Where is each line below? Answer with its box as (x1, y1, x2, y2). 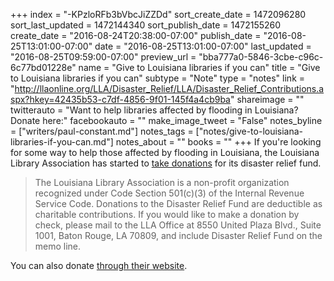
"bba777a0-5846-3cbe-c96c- (198, 51, 324, 63)
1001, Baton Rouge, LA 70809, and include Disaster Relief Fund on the (34, 230, 323, 241)
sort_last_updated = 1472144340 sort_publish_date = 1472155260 (10, 19, 282, 31)
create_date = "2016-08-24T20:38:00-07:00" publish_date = (10, 30, 262, 41)
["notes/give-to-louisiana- (195, 125, 304, 137)
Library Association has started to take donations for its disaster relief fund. (10, 157, 322, 169)
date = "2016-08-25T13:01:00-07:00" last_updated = (94, 40, 312, 52)
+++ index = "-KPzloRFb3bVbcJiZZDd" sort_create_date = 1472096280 (10, 9, 307, 20)
